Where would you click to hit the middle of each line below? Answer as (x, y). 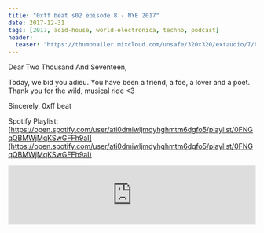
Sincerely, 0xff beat (40, 106)
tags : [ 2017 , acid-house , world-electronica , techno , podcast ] (114, 30)
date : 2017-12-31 (37, 23)
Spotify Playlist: (33, 121)
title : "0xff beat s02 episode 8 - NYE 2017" (84, 15)
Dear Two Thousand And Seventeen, (68, 67)
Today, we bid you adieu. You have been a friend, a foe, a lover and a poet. (129, 83)
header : (21, 37)
